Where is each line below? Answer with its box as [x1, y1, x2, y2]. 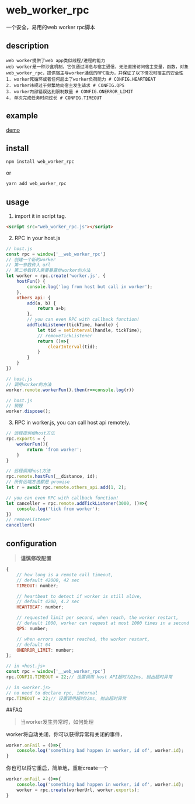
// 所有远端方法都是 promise [6, 479, 70, 485]
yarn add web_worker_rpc [6, 181, 67, 187]
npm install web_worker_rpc [6, 159, 75, 165]
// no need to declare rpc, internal [6, 690, 98, 696]
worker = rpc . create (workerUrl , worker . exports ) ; [16, 787, 140, 793]
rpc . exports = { [6, 436, 46, 442]
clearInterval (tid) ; [47, 344, 98, 350]
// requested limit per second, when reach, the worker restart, [16, 615, 179, 621]
